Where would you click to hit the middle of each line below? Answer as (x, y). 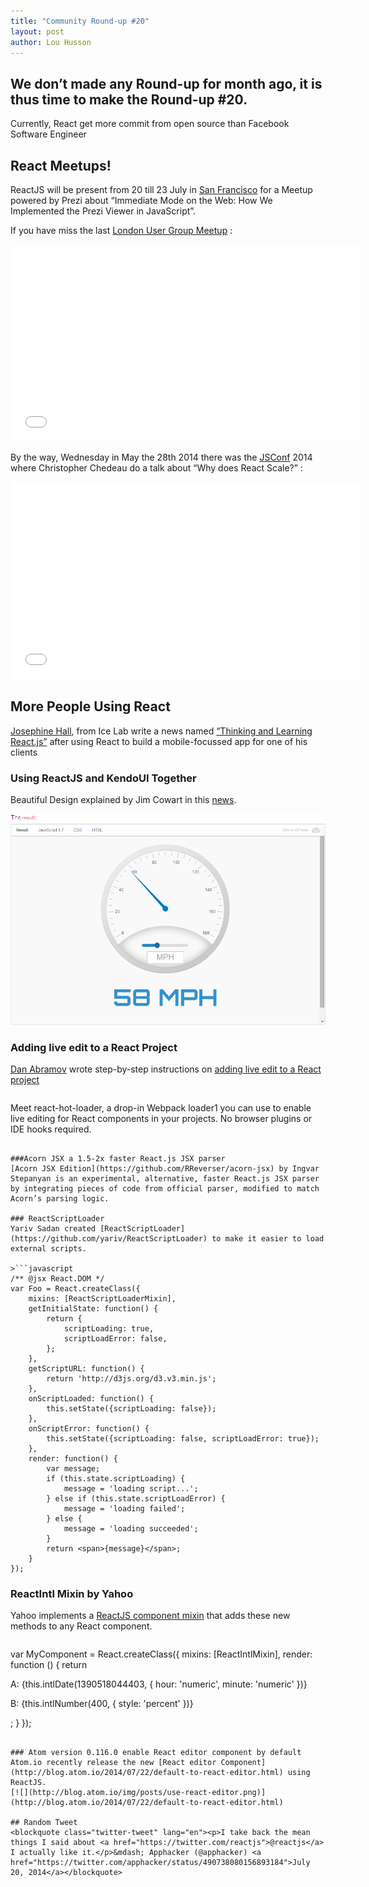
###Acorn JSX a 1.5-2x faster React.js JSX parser (118, 1159)
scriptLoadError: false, (115, 1339)
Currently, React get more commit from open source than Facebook (150, 124)
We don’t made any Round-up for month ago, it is (166, 83)
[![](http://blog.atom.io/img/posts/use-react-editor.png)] (138, 1793)
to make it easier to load (268, 1239)
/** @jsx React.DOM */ (57, 1279)
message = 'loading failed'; (124, 1509)
